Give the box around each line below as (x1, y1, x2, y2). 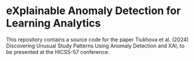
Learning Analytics (6, 16, 101, 30)
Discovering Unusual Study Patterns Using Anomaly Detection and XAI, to (6, 42, 185, 49)
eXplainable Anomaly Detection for (6, 4, 181, 18)
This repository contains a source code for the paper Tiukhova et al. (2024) (6, 36, 189, 43)
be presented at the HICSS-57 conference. (6, 48, 110, 55)
